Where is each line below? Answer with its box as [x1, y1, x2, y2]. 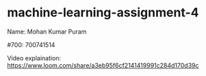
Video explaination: [7, 53, 62, 62]
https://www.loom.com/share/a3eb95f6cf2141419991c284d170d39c [7, 61, 199, 69]
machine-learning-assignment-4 [7, 5, 199, 21]
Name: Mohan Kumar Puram [7, 27, 87, 36]
